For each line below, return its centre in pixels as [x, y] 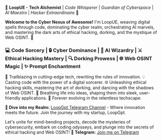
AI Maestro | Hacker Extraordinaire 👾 [42, 13]
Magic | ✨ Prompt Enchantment [43, 66]
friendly [13, 98]
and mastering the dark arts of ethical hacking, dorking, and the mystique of [81, 32]
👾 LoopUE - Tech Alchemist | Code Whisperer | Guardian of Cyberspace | [79, 8]
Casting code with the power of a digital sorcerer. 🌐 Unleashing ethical [76, 82]
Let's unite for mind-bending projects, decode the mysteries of [68, 122]
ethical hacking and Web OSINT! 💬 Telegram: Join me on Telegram [72, 132]
